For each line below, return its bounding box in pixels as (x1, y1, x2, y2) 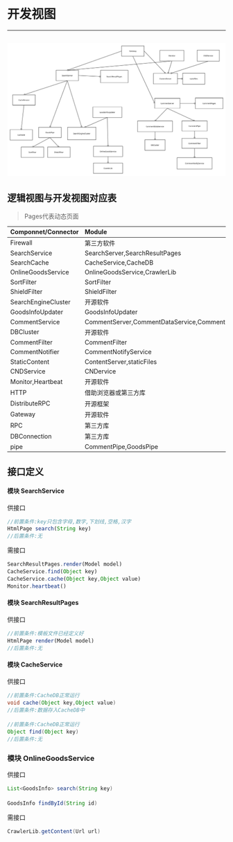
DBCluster (10, 328, 40, 336)
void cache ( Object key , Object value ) (7, 699, 116, 706)
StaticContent (10, 358, 50, 366)
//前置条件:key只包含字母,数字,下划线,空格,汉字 (7, 518, 132, 525)
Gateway (10, 410, 36, 419)
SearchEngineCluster (10, 297, 71, 306)
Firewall (10, 238, 33, 247)
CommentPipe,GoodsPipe (84, 442, 158, 450)
